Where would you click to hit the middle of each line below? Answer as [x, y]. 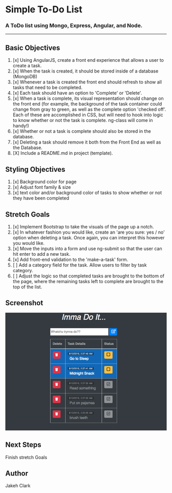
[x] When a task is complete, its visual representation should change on [88, 98]
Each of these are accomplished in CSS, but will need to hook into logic [88, 115]
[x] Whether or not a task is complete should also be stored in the [82, 131]
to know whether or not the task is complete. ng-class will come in [83, 120]
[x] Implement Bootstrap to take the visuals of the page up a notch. [83, 226]
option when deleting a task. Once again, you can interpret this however [89, 237]
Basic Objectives [33, 48]
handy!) [21, 126]
